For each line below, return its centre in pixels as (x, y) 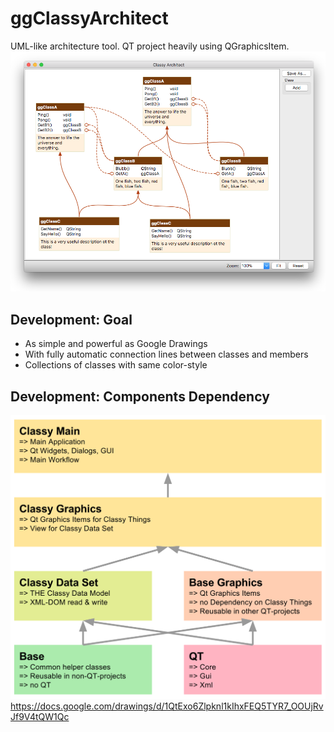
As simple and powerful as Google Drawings (116, 344)
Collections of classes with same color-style (116, 365)
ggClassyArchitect (89, 18)
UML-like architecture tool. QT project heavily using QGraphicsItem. (150, 46)
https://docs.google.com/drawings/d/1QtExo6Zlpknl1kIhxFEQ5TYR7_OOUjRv (167, 706)
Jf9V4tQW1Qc (40, 717)
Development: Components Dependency (140, 396)
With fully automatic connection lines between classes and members (166, 354)
